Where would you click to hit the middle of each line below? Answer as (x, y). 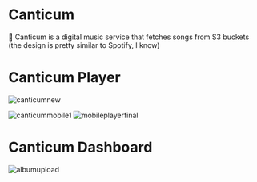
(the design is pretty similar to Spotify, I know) (84, 45)
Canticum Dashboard (80, 147)
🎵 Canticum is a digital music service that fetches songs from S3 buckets (129, 37)
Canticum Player (65, 78)
